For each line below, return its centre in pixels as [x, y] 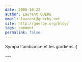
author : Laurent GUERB [28, 14]
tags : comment [20, 28]
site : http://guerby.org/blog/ [37, 23]
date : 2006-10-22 [23, 10]
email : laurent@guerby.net [33, 19]
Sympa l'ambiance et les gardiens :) [41, 46]
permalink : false [23, 32]
